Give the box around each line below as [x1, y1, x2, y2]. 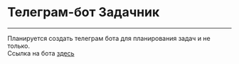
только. [7, 41, 31, 50]
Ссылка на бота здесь [7, 49, 75, 57]
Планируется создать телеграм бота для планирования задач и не [7, 34, 211, 42]
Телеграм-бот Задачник [7, 4, 160, 20]
